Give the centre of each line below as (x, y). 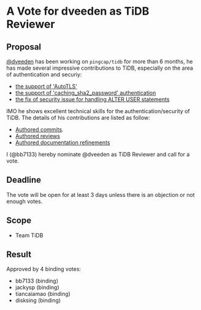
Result (19, 255)
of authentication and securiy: (44, 74)
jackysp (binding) (37, 287)
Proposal (24, 47)
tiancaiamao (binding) (43, 294)
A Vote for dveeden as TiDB (78, 11)
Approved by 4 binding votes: (44, 269)
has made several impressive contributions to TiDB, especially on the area (100, 68)
